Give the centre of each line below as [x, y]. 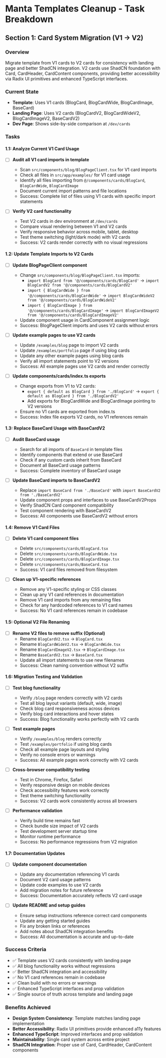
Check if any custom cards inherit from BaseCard [71, 460]
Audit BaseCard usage [36, 440]
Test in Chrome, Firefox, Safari [51, 780]
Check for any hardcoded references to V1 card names [76, 605]
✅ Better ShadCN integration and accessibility [60, 972]
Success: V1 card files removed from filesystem [69, 569]
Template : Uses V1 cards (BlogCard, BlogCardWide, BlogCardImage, [83, 102]
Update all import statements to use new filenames [72, 660]
